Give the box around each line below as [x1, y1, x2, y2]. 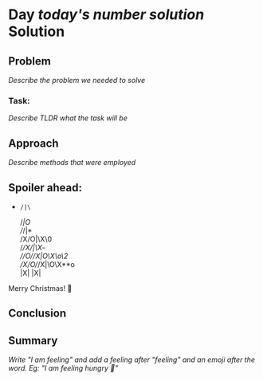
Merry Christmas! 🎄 [8, 283, 73, 293]
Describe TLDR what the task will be [8, 113, 128, 123]
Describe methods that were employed [8, 158, 136, 167]
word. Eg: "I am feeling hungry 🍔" [8, 363, 119, 373]
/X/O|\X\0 [19, 234, 53, 244]
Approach [8, 136, 59, 150]
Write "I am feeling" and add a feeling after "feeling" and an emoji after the [8, 355, 256, 364]
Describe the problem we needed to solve [8, 76, 146, 84]
